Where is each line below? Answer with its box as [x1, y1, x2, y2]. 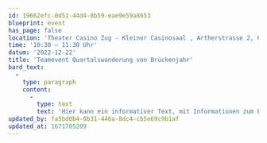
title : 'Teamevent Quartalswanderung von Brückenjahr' [8, 56, 194, 64]
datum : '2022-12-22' [8, 48, 77, 56]
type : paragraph [22, 78, 77, 86]
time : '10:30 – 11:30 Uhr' [8, 41, 98, 49]
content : [22, 85, 52, 94]
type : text [37, 100, 73, 108]
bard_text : [8, 64, 44, 71]
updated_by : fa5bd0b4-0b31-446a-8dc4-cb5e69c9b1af [8, 115, 180, 123]
